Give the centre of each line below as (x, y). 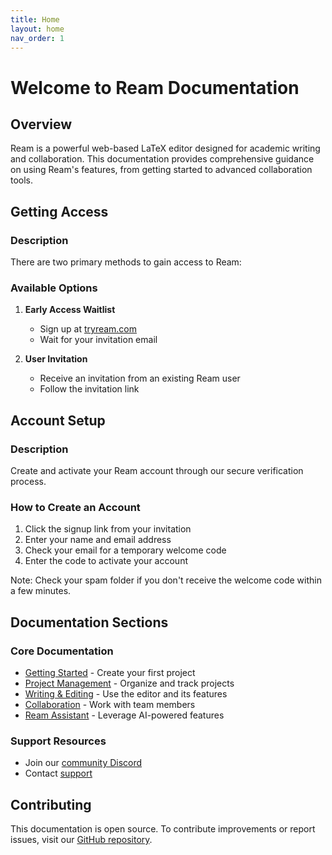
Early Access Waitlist (70, 310)
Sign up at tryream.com (88, 329)
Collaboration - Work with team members (110, 705)
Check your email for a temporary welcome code (125, 550)
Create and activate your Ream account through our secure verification (157, 471)
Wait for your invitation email (98, 340)
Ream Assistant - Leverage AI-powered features (124, 715)
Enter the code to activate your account (106, 561)
